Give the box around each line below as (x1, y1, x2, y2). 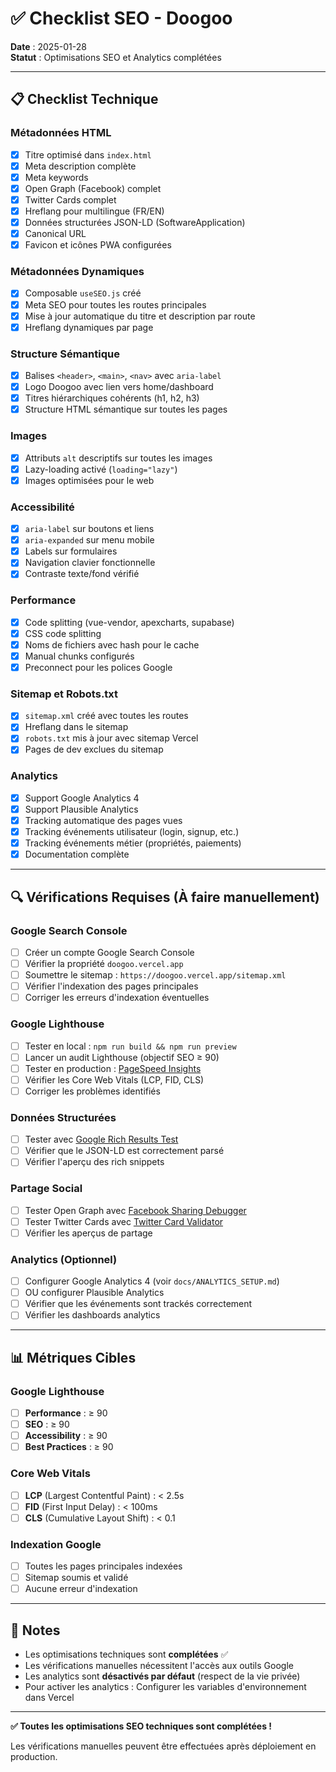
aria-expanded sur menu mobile (24, 534, 155, 546)
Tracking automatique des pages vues (24, 814, 183, 826)
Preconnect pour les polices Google (24, 661, 173, 673)
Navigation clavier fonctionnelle (24, 557, 156, 569)
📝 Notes (10, 1622, 61, 1639)
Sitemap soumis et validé (24, 1572, 129, 1584)
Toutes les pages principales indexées (24, 1560, 183, 1572)
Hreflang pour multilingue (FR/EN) (24, 205, 165, 217)
